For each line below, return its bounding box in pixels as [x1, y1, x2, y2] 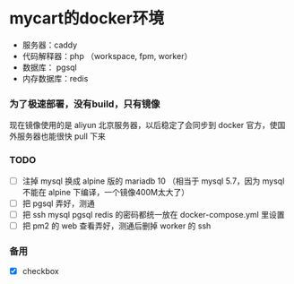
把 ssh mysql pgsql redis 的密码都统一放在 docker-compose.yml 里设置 [22, 209, 285, 219]
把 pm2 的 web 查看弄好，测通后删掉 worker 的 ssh [22, 220, 212, 231]
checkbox [22, 266, 60, 277]
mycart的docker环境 [9, 8, 164, 29]
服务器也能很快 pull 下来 [16, 131, 106, 142]
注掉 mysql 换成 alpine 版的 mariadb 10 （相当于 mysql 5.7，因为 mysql [22, 176, 285, 186]
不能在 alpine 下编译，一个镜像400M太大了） [22, 186, 190, 197]
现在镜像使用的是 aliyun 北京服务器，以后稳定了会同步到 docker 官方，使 [9, 120, 278, 131]
